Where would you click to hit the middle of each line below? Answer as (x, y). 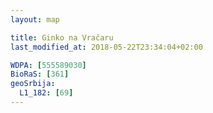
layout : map (35, 19)
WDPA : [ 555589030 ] (48, 65)
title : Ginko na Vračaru (62, 37)
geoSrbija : (33, 84)
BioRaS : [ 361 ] (40, 74)
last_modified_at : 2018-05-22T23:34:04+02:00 (106, 47)
